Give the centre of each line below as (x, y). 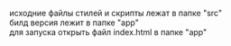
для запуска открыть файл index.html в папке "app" (108, 32)
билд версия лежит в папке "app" (74, 23)
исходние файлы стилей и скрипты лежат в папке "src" (116, 13)
